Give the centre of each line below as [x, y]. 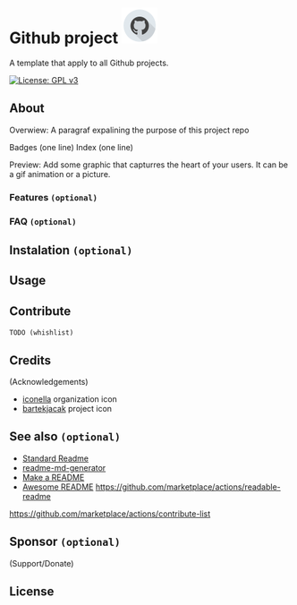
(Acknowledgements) [49, 382]
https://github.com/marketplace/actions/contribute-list [110, 514]
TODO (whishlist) [42, 333]
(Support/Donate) [42, 563]
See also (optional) [65, 437]
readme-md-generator [64, 467]
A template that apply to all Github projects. [89, 63]
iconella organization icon [70, 399]
